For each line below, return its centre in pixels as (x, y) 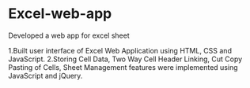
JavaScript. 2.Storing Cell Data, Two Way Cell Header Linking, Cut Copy (125, 59)
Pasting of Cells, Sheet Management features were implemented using (123, 67)
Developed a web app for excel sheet (69, 35)
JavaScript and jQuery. (45, 75)
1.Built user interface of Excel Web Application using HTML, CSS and (120, 50)
